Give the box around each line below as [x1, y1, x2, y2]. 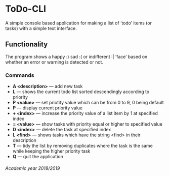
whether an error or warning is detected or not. [5, 59, 104, 65]
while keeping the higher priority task [12, 148, 91, 154]
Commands [5, 72, 34, 79]
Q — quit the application [12, 154, 63, 160]
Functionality [5, 40, 48, 49]
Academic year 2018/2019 [5, 165, 60, 171]
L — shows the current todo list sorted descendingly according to [12, 89, 150, 95]
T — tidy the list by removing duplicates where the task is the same [12, 143, 153, 149]
